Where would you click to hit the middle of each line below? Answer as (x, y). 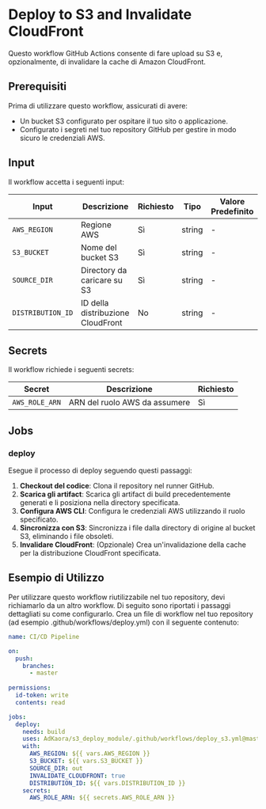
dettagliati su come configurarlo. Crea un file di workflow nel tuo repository (131, 613)
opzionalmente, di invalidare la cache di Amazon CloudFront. (107, 62)
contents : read (40, 702)
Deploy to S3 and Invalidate (100, 15)
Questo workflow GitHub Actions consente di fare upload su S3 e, (116, 53)
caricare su (101, 280)
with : (32, 746)
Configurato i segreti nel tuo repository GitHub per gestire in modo (128, 129)
